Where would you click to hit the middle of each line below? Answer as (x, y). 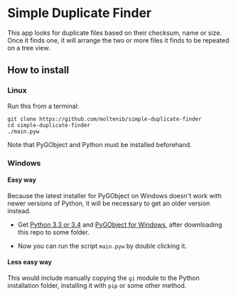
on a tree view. (29, 48)
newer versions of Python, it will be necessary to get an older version (109, 203)
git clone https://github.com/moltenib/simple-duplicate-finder (104, 119)
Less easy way (29, 262)
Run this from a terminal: (43, 106)
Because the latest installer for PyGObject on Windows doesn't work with (114, 195)
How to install (38, 70)
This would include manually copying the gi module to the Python (104, 278)
